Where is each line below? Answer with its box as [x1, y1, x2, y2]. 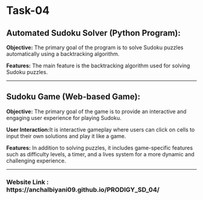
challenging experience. [6, 157, 66, 164]
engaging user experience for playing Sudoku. [6, 114, 122, 121]
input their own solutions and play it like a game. [6, 132, 126, 139]
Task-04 [6, 4, 50, 18]
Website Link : [6, 178, 49, 186]
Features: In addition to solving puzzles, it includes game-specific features [6, 144, 193, 152]
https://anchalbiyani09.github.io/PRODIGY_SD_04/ [6, 185, 160, 194]
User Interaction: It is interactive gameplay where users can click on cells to [6, 125, 195, 133]
